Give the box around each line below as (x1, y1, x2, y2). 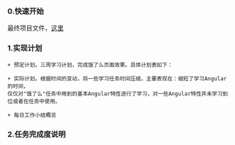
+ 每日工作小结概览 (7, 112, 57, 119)
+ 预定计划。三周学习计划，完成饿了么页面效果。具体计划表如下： (7, 61, 173, 68)
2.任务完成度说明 (7, 129, 66, 139)
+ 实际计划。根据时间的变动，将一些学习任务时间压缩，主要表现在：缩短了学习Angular (7, 75, 227, 82)
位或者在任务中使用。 (7, 97, 61, 104)
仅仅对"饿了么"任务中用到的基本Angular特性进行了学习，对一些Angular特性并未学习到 (7, 90, 229, 97)
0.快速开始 (7, 6, 44, 16)
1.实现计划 (7, 43, 43, 53)
